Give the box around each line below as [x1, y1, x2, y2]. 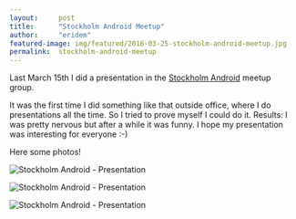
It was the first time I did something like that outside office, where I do [9, 99, 271, 110]
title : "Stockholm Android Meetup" [9, 22, 166, 31]
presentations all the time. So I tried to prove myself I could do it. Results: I [9, 109, 289, 120]
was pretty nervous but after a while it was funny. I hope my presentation [9, 120, 284, 130]
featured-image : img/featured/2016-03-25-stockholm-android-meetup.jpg [9, 38, 287, 48]
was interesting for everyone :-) [9, 129, 128, 140]
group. [9, 82, 35, 93]
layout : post [9, 13, 76, 23]
